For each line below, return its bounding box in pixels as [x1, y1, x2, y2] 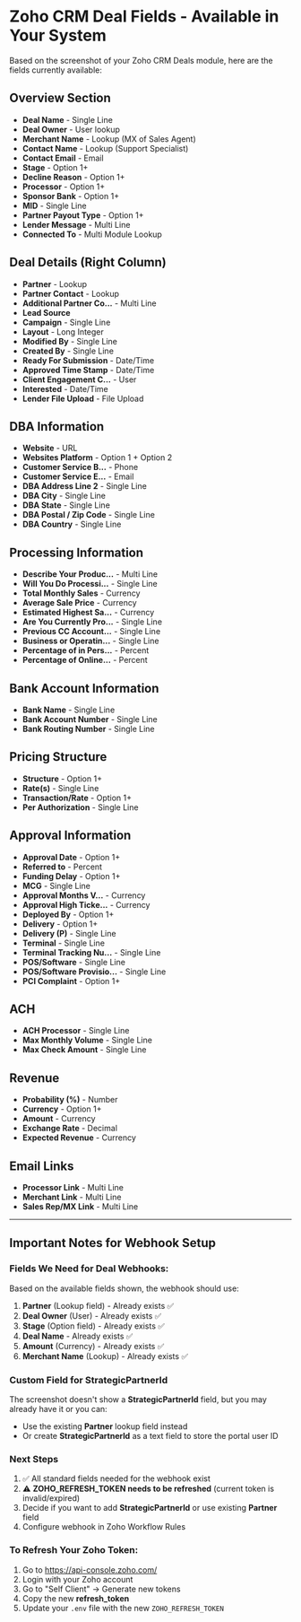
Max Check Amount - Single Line [21, 1044, 147, 1055]
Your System [9, 25, 107, 46]
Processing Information [9, 545, 144, 560]
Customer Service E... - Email [21, 471, 134, 482]
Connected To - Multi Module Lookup [21, 229, 163, 240]
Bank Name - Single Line [21, 704, 116, 715]
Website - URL [21, 442, 78, 454]
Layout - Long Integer [21, 326, 105, 337]
